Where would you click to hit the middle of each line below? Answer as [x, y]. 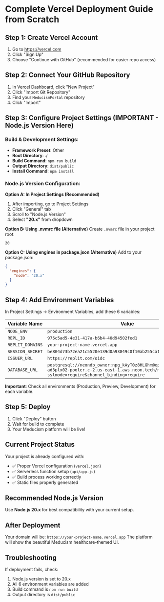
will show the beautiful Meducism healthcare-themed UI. [62, 542]
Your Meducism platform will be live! [49, 429]
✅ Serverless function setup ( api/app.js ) [53, 471]
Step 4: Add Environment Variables [60, 300]
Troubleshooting [31, 558]
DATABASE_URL [23, 370]
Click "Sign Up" [28, 54]
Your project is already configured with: [45, 456]
